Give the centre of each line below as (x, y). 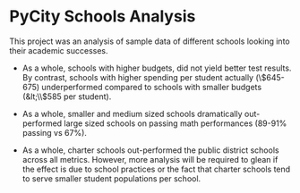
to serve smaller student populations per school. (111, 178)
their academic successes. (59, 50)
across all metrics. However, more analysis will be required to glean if (150, 159)
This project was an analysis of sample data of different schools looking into (150, 41)
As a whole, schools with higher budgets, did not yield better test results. (157, 68)
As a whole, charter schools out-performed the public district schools (150, 150)
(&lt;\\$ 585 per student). (67, 96)
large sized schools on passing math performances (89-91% (176, 123)
